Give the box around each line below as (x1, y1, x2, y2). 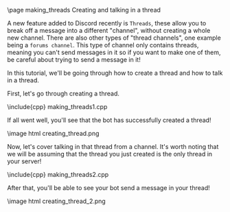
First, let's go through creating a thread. (7, 89, 120, 97)
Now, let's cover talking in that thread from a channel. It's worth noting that (7, 143, 219, 150)
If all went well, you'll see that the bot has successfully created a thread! (7, 116, 211, 124)
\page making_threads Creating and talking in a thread (7, 6, 161, 14)
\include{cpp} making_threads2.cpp (7, 171, 109, 178)
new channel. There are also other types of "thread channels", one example (7, 34, 221, 42)
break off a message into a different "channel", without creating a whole (7, 27, 211, 34)
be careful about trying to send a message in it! (7, 56, 141, 64)
